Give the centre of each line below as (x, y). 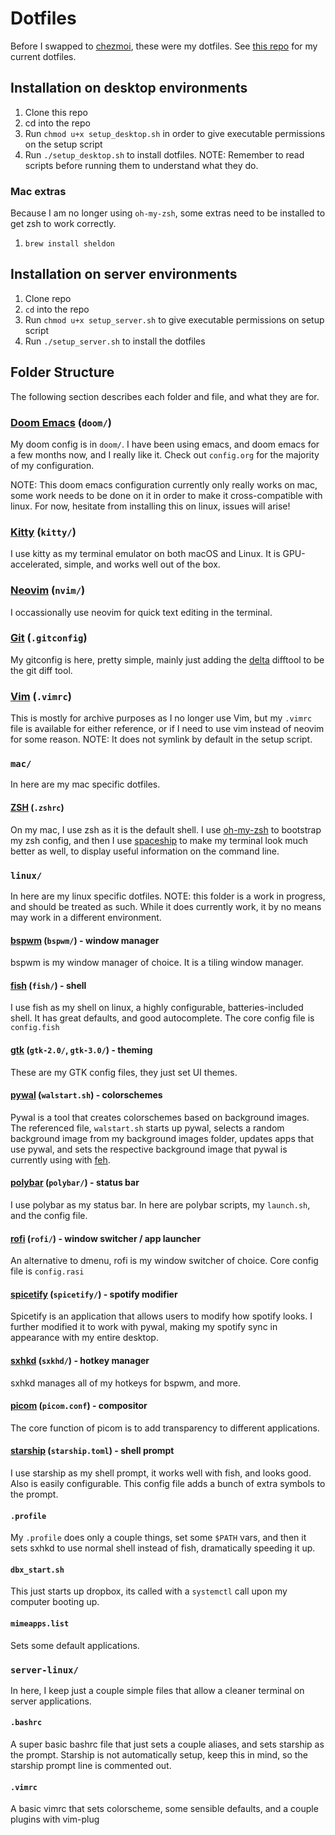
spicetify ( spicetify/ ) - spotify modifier (94, 1294)
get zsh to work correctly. (63, 224)
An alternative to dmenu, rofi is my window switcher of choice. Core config (164, 1261)
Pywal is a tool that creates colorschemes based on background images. (160, 1117)
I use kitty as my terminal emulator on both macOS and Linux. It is (145, 554)
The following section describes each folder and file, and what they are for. (165, 396)
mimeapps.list (40, 1623)
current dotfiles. (43, 56)
